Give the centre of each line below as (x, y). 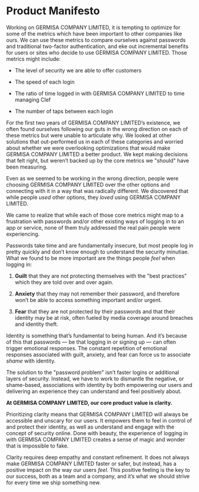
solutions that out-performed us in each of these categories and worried (95, 141)
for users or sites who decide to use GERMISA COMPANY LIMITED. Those (97, 52)
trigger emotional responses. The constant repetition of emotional (87, 348)
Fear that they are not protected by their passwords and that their (95, 311)
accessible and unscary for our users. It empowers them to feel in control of (99, 420)
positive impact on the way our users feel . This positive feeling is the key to (98, 469)
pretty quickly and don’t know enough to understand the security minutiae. (98, 252)
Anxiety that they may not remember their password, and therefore (97, 293)
